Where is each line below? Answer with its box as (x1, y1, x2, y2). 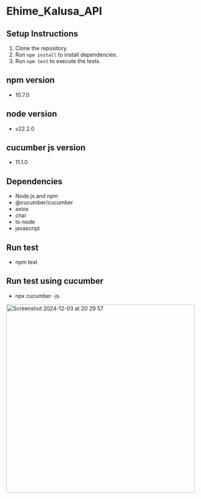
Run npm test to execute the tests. (15, 58, 101, 64)
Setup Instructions (6, 29, 78, 39)
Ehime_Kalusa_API (6, 4, 103, 18)
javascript (15, 225, 40, 232)
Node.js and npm (15, 193, 58, 200)
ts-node (15, 218, 35, 225)
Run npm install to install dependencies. (15, 51, 118, 58)
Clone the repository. (15, 44, 68, 52)
